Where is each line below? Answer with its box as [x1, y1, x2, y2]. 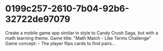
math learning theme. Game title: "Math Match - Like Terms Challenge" [5, 35, 151, 41]
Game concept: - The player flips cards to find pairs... [5, 40, 116, 46]
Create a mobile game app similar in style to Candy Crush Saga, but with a [5, 30, 158, 36]
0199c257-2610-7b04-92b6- [5, 3, 129, 14]
